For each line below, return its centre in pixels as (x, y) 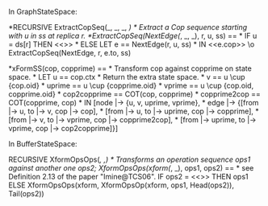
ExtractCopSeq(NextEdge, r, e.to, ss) (70, 53)
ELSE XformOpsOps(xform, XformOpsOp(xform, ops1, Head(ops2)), (121, 185)
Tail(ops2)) (26, 194)
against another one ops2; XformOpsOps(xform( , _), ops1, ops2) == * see (131, 168)
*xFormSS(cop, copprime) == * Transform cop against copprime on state (130, 68)
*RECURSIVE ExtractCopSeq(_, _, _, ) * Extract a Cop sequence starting (128, 27)
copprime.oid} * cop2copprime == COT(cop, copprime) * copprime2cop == (134, 94)
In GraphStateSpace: (43, 12)
